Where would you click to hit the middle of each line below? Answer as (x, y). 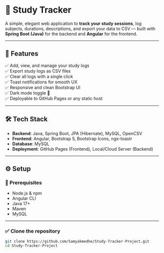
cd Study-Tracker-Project (31, 246)
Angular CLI (24, 198)
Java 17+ (21, 204)
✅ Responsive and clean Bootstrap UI (43, 87)
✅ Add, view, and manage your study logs (47, 65)
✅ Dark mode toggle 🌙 (28, 93)
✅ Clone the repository (33, 231)
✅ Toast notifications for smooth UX (41, 82)
